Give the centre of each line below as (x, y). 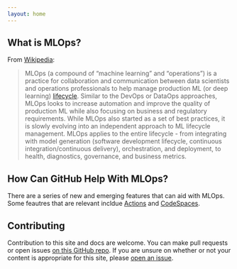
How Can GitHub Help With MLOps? (88, 179)
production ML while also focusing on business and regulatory (116, 111)
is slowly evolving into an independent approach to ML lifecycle (117, 126)
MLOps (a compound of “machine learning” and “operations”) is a (121, 73)
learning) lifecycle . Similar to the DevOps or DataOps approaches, (121, 96)
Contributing (36, 225)
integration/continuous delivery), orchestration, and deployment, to (123, 149)
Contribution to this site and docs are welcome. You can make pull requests (118, 243)
